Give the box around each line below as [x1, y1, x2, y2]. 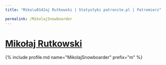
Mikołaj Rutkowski [5, 38, 82, 49]
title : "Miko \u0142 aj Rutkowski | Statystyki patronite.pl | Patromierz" [5, 7, 162, 12]
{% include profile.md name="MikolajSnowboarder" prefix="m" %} [5, 54, 143, 60]
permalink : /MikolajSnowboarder [5, 16, 72, 21]
